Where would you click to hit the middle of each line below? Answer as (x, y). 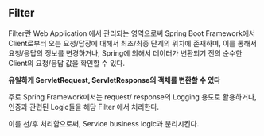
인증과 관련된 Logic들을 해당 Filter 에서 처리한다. (84, 107)
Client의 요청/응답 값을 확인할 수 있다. (67, 63)
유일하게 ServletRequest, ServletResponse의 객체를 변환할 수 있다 (115, 80)
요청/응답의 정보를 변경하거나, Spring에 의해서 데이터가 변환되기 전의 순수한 (125, 53)
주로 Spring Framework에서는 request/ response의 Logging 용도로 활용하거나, (132, 97)
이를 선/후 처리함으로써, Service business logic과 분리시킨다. (104, 123)
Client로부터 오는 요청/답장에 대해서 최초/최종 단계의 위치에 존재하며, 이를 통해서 (132, 43)
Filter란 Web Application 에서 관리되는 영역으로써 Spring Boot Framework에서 (132, 33)
